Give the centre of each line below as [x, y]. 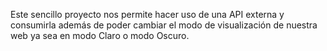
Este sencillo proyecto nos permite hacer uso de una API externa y [147, 14]
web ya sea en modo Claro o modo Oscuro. [100, 35]
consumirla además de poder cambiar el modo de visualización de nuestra [164, 25]
